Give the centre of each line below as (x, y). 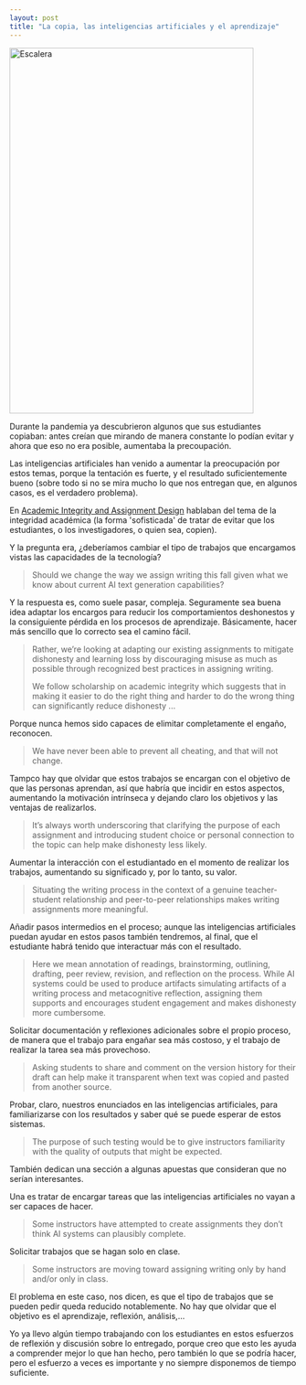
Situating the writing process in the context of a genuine (137, 890)
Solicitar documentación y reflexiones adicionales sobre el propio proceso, (150, 1030)
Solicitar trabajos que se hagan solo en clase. (95, 1251)
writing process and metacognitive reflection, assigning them (147, 993)
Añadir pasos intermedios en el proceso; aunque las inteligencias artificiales (153, 927)
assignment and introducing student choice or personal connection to (163, 835)
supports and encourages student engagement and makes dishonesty (164, 1003)
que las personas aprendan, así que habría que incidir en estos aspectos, (147, 788)
